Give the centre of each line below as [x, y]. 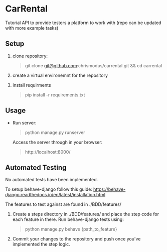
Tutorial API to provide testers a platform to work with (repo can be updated [83, 23]
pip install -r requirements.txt [55, 95]
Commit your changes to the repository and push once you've [76, 239]
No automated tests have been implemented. [52, 180]
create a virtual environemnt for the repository [60, 75]
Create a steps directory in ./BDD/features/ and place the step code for [86, 214]
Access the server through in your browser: [57, 142]
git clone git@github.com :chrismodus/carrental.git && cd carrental [93, 65]
